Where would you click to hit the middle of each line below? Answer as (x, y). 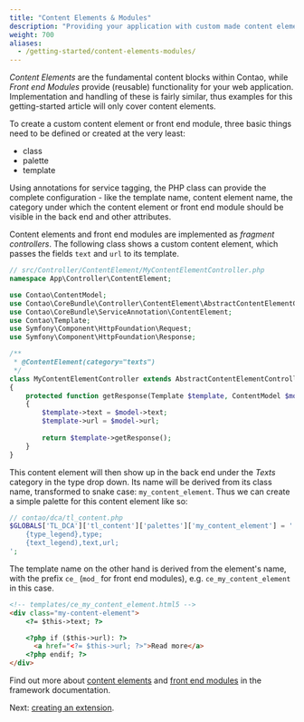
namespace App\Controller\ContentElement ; (90, 278)
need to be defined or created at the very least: (97, 133)
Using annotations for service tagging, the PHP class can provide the (138, 188)
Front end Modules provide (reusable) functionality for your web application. (152, 87)
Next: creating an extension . (62, 707)
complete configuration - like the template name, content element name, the (152, 198)
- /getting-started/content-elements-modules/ (107, 52)
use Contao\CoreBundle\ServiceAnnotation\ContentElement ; (121, 312)
